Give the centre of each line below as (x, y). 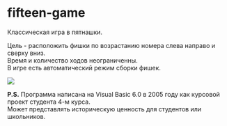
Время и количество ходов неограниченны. (72, 60)
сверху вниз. (26, 53)
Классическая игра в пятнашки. (55, 32)
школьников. (26, 116)
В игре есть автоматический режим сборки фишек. (84, 68)
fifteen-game (46, 13)
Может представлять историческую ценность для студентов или (104, 109)
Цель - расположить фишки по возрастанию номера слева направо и (111, 45)
